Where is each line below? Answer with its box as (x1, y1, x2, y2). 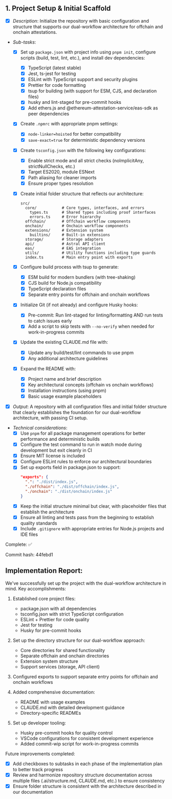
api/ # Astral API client (25, 241, 106, 246)
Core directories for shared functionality (20, 647, 105, 653)
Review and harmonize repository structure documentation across (12, 772, 153, 778)
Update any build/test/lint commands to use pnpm (28, 349, 134, 356)
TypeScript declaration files (28, 286, 87, 292)
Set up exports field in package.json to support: (20, 464, 121, 471)
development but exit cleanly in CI (20, 447, 92, 454)
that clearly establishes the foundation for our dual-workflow (12, 410, 141, 415)
